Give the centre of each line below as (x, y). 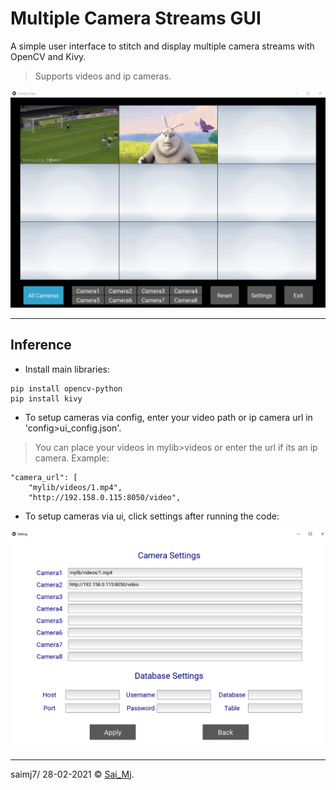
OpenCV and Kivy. (48, 56)
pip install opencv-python (66, 388)
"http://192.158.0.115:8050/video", (105, 497)
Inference (41, 345)
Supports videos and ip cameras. (103, 76)
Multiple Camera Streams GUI (136, 18)
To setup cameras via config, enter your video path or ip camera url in (168, 417)
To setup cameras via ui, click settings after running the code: (152, 516)
